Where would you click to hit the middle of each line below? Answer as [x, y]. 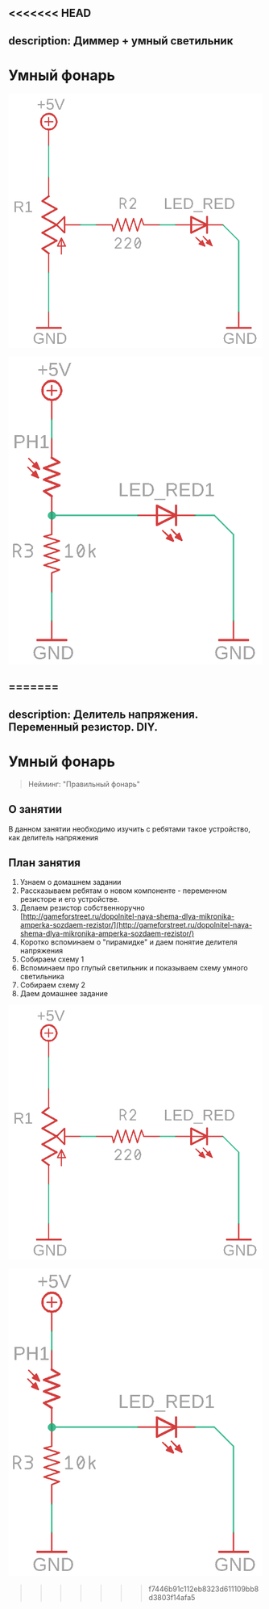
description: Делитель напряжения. [103, 714]
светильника [42, 977]
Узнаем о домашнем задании [70, 882]
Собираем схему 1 [52, 959]
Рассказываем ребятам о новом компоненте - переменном [124, 890]
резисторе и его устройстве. [70, 899]
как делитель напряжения [54, 837]
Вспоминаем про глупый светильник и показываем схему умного [134, 968]
